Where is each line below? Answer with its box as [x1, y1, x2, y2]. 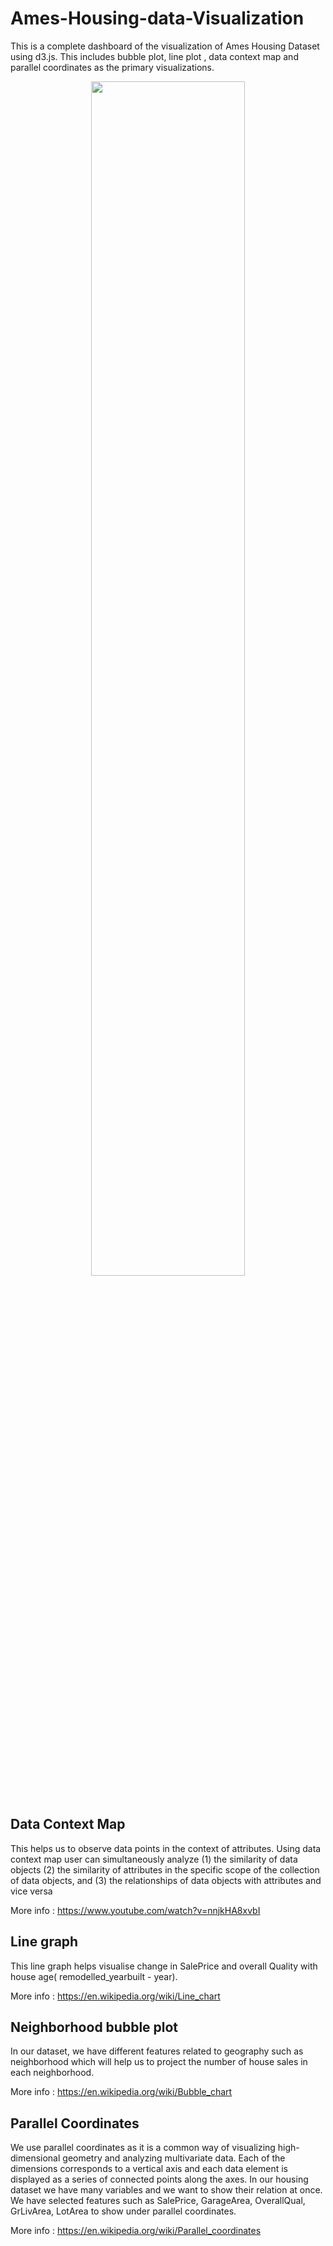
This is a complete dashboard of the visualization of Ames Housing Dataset [10, 40, 320, 52]
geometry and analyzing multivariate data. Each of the [62, 2152, 286, 2164]
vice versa [10, 1885, 53, 1897]
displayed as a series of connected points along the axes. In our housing [10, 2173, 309, 2186]
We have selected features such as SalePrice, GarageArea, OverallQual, [10, 2195, 306, 2207]
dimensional [10, 2152, 61, 2164]
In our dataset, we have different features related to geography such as [10, 2045, 304, 2057]
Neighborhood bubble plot [10, 2018, 179, 2036]
